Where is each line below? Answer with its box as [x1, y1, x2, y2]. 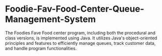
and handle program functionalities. [5, 45, 77, 51]
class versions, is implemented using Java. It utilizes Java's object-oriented [5, 35, 158, 41]
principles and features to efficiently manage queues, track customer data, [5, 40, 156, 46]
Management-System [5, 14, 96, 25]
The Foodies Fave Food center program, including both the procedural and [5, 30, 156, 36]
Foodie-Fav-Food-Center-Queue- [5, 3, 144, 15]
